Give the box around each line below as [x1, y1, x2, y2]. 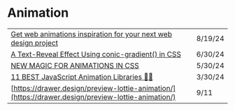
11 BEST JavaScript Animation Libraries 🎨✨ [10, 72, 154, 82]
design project [10, 38, 58, 47]
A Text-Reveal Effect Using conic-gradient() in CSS [10, 49, 182, 59]
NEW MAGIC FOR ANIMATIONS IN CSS [10, 61, 140, 71]
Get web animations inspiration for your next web [10, 29, 173, 39]
